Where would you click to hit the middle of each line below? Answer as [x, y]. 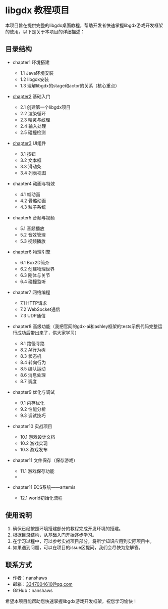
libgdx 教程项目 [37, 10]
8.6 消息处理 [33, 375]
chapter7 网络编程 [31, 292]
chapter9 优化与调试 [34, 392]
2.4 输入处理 [33, 126]
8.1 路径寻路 [32, 343]
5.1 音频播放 [32, 228]
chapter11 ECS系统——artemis [44, 487]
